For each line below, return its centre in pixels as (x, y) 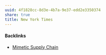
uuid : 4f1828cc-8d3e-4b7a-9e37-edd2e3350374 (53, 10)
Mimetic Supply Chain (35, 47)
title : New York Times (29, 19)
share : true (17, 15)
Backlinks (16, 36)
